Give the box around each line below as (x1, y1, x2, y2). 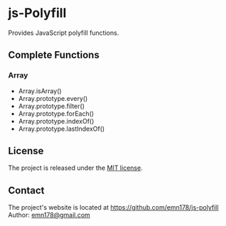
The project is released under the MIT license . (8, 163, 143, 172)
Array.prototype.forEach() (18, 109, 95, 118)
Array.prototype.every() (18, 94, 88, 102)
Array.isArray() (18, 87, 63, 95)
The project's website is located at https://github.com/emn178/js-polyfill (8, 203, 219, 212)
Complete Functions (8, 49, 100, 61)
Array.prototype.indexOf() (18, 117, 95, 125)
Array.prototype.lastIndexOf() (18, 124, 105, 133)
